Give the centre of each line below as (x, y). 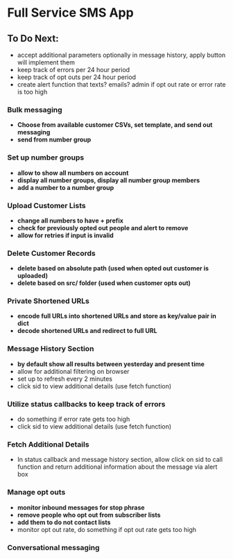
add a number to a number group (66, 187)
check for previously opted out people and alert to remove (103, 227)
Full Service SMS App (70, 13)
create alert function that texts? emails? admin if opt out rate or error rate (121, 84)
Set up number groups (46, 157)
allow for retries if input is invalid (66, 235)
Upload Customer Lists (46, 205)
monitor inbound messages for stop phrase (81, 507)
